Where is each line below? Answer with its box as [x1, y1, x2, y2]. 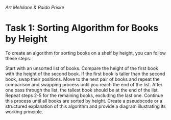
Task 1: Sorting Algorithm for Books [5, 22, 159, 34]
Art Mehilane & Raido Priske [5, 5, 65, 10]
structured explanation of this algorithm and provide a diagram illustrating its [5, 103, 166, 109]
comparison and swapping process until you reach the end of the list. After [5, 81, 163, 87]
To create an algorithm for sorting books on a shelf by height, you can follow [5, 50, 166, 56]
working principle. [5, 108, 43, 114]
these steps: [5, 55, 32, 61]
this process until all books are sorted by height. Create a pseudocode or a [5, 98, 162, 104]
